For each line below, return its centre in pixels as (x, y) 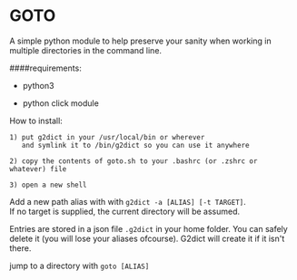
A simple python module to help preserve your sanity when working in (140, 41)
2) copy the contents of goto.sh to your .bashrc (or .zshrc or (134, 161)
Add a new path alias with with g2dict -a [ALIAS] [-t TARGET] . (128, 201)
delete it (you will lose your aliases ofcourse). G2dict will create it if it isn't (147, 238)
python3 (38, 85)
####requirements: (45, 68)
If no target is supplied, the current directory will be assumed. (125, 211)
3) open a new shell (49, 185)
